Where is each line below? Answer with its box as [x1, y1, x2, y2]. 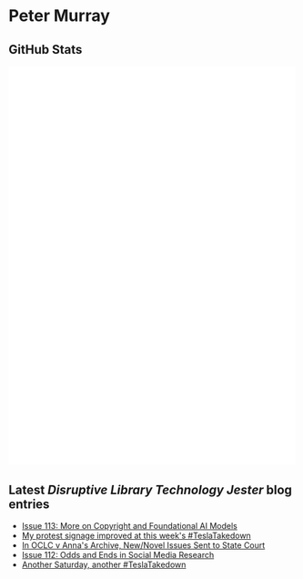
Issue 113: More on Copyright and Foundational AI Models [21, 521, 237, 532]
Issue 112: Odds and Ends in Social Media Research [21, 550, 215, 561]
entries [8, 496, 50, 512]
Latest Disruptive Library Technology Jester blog [8, 482, 293, 497]
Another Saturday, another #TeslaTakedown [21, 559, 187, 570]
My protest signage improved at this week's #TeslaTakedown [21, 530, 251, 542]
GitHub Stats [8, 42, 83, 57]
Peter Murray [8, 5, 111, 26]
